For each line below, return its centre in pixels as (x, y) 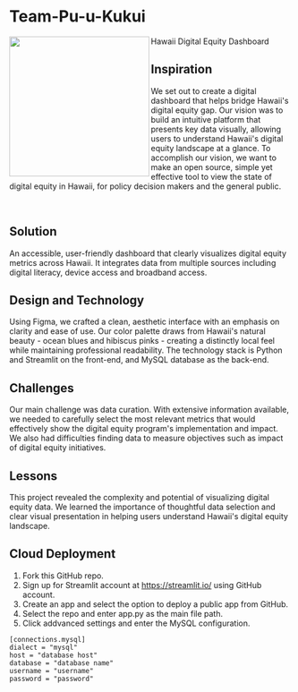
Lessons (34, 476)
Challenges (42, 388)
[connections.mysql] (48, 639)
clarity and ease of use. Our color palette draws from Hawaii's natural (137, 331)
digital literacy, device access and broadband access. (108, 272)
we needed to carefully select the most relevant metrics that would (132, 419)
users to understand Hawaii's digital (217, 138)
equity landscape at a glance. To (211, 148)
